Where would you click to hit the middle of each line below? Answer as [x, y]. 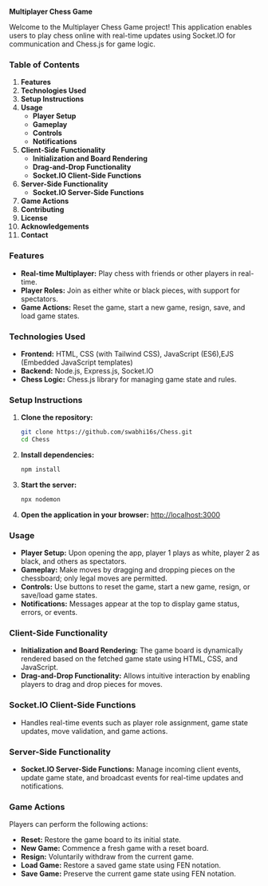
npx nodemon [40, 499]
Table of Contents [45, 65]
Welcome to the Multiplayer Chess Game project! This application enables [130, 27]
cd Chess [35, 440]
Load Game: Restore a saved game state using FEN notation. [121, 865]
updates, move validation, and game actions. [94, 731]
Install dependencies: [57, 454]
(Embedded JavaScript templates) [77, 362]
